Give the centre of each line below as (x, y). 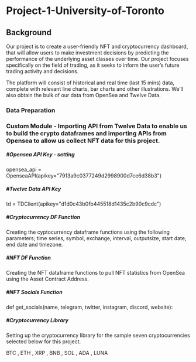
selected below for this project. (43, 341)
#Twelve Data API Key (34, 189)
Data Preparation (31, 110)
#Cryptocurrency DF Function (43, 217)
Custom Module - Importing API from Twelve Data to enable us (97, 126)
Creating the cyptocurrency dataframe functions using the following (88, 232)
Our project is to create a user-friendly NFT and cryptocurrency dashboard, (97, 46)
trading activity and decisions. (42, 71)
